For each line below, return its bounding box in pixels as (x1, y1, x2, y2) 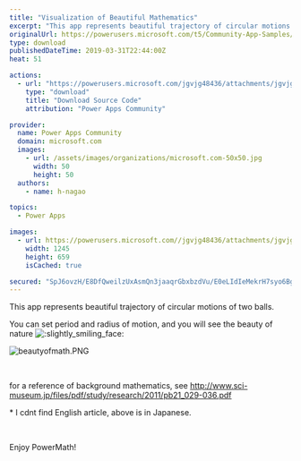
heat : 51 (9, 55, 42, 64)
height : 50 (32, 170, 74, 179)
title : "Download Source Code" (25, 96, 142, 105)
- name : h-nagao (25, 187, 87, 196)
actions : (9, 71, 42, 81)
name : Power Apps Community (17, 129, 123, 138)
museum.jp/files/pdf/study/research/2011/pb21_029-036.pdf (9, 390, 232, 401)
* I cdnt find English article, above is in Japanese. (9, 407, 192, 418)
